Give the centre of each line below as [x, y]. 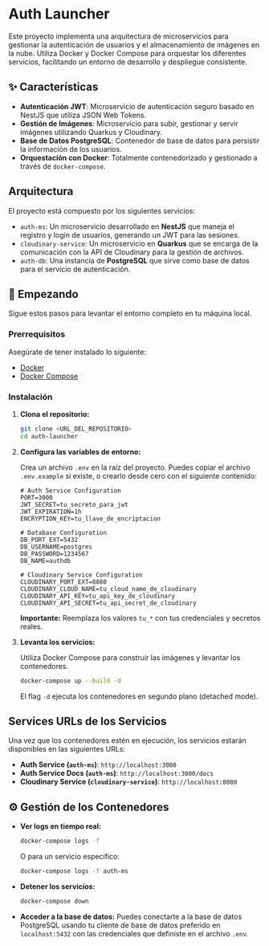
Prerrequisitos [37, 334]
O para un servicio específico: [70, 857]
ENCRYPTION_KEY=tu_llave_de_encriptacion [90, 519]
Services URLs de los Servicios [88, 721]
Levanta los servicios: [57, 642]
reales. [31, 626]
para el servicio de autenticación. [75, 269]
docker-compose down [54, 901]
